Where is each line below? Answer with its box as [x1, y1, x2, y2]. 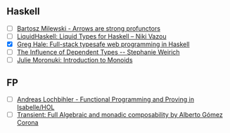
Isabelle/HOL [16, 103, 55, 111]
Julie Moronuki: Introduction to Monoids [16, 56, 133, 64]
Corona [16, 118, 39, 127]
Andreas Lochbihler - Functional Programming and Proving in [16, 94, 195, 104]
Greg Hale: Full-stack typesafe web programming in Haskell [16, 40, 191, 48]
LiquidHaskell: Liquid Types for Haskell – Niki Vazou [16, 31, 167, 41]
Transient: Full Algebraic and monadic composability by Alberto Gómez [16, 111, 223, 118]
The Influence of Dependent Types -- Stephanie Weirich [16, 48, 180, 56]
